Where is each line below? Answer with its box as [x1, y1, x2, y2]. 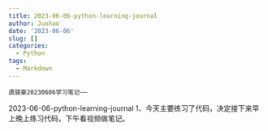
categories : [8, 42, 49, 50]
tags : [8, 57, 27, 65]
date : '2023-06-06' [8, 27, 75, 35]
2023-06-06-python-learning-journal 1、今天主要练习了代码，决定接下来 [8, 103, 253, 113]
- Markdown [15, 65, 53, 73]
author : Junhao [8, 19, 60, 27]
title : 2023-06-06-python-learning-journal [8, 11, 158, 20]
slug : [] [8, 34, 38, 43]
